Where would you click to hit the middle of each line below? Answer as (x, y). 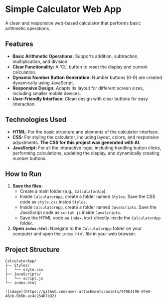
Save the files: (28, 186)
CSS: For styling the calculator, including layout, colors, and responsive (86, 137)
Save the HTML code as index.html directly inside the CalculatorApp (90, 218)
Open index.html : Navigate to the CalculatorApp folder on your (77, 228)
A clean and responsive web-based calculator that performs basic (73, 23)
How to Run (23, 174)
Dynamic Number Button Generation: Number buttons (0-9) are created (87, 77)
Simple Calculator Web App (63, 9)
